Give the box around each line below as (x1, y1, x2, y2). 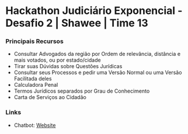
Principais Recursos (5, 37, 64, 45)
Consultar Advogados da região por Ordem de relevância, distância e (13, 51, 181, 58)
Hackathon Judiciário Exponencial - (5, 4, 183, 17)
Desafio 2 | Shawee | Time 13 (5, 16, 148, 30)
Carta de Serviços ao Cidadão (13, 94, 87, 101)
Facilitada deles (13, 75, 52, 82)
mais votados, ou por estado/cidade (13, 57, 101, 64)
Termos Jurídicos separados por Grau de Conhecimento (13, 87, 150, 94)
